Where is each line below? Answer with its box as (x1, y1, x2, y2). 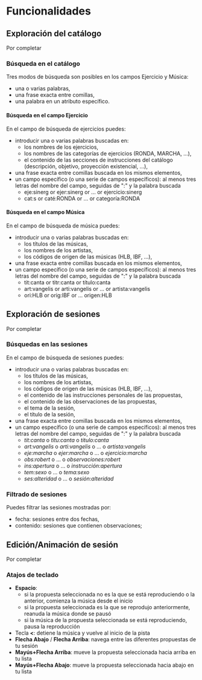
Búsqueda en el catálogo (6, 59, 80, 68)
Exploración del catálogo (6, 28, 102, 39)
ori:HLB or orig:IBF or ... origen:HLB (24, 292, 113, 299)
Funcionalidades (6, 4, 92, 18)
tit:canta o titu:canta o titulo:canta (24, 436, 110, 443)
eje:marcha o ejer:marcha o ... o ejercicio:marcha (24, 449, 148, 456)
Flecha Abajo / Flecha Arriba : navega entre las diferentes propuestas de (14, 636, 197, 643)
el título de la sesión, (24, 410, 75, 418)
